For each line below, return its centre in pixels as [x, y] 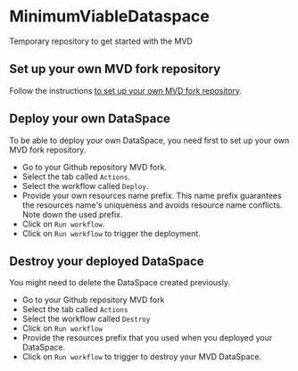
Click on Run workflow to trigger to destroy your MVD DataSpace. [142, 357]
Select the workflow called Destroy [86, 319]
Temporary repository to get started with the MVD [101, 41]
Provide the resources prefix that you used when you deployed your [147, 338]
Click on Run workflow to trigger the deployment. [111, 233]
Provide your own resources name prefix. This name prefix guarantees [152, 195]
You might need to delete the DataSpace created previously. [120, 283]
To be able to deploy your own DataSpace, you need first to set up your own [149, 140]
